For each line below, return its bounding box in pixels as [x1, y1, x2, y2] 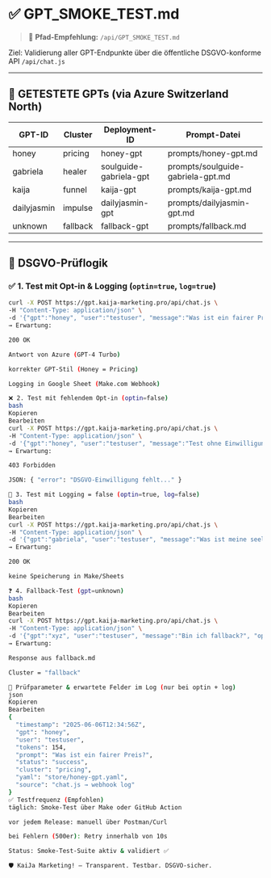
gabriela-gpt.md [167, 170, 231, 182]
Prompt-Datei [186, 128, 240, 140]
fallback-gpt [100, 220, 149, 231]
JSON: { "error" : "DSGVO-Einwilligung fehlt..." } [8, 476, 182, 485]
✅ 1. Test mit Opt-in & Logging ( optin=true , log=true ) [8, 280, 216, 292]
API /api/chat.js [8, 56, 66, 65]
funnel [63, 183, 87, 195]
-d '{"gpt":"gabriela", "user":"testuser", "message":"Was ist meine [8, 536, 248, 544]
